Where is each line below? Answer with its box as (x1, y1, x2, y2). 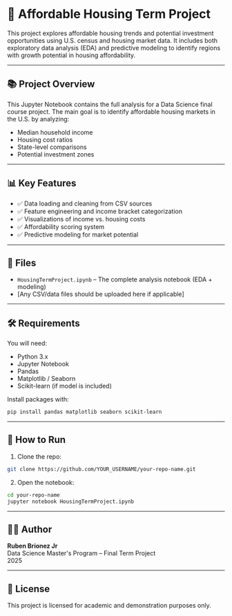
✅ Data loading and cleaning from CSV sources (17, 199, 153, 208)
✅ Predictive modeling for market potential (17, 230, 139, 239)
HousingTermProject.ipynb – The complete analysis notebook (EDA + (17, 275, 213, 284)
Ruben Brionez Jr (7, 542, 58, 550)
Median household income (17, 128, 93, 137)
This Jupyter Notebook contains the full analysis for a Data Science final (7, 100, 213, 108)
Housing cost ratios (17, 135, 73, 143)
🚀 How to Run (7, 434, 66, 446)
